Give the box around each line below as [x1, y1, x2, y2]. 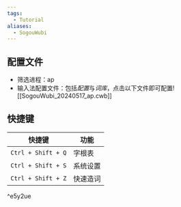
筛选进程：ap [16, 76, 55, 84]
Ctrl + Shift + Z [10, 174, 67, 182]
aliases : [7, 23, 32, 29]
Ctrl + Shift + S [10, 161, 67, 169]
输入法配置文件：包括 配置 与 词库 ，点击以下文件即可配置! [16, 84, 175, 92]
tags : [7, 10, 23, 17]
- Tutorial [13, 16, 44, 23]
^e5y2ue [7, 192, 31, 200]
